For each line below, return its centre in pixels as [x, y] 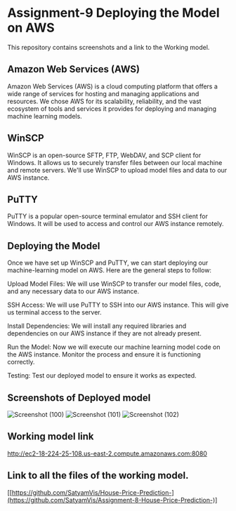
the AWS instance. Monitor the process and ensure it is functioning [104, 354]
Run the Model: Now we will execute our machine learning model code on [114, 347]
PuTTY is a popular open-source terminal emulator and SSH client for [108, 216]
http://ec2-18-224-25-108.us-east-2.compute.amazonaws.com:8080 [107, 453]
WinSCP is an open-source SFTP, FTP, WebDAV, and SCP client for [104, 155]
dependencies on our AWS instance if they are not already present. [104, 333]
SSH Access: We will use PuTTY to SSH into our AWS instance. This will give [118, 305]
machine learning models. [45, 116]
